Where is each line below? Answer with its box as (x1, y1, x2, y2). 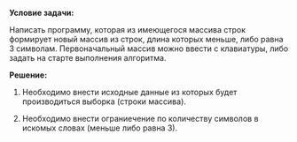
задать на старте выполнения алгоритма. (9, 53, 167, 63)
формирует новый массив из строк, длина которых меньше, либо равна (9, 34, 284, 44)
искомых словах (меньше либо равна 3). (21, 123, 178, 133)
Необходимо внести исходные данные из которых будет (21, 87, 238, 97)
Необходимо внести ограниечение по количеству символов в (21, 114, 259, 123)
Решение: (9, 70, 48, 80)
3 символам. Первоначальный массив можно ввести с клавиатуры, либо (9, 43, 289, 54)
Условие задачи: (9, 8, 74, 18)
